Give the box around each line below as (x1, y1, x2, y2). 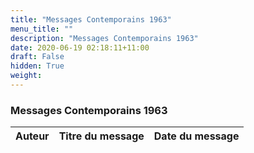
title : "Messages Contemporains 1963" (10, 14, 172, 25)
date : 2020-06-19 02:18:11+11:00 (10, 42, 150, 53)
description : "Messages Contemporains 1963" (10, 33, 199, 43)
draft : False (10, 52, 65, 62)
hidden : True (10, 61, 65, 71)
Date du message (153, 129, 240, 143)
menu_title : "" (10, 24, 74, 34)
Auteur (15, 129, 50, 143)
